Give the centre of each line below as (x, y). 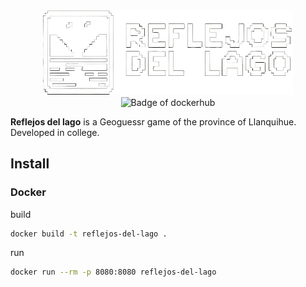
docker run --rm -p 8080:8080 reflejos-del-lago (113, 272)
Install (30, 164)
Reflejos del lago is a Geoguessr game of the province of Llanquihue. (153, 121)
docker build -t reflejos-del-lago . (89, 234)
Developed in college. (55, 132)
